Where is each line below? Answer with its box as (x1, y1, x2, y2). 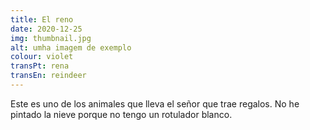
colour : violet (10, 52, 74, 62)
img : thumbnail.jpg (10, 33, 92, 43)
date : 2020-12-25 (10, 24, 83, 34)
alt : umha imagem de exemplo (10, 42, 132, 53)
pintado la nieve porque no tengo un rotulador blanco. (10, 108, 233, 120)
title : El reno (10, 14, 74, 25)
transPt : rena (10, 61, 70, 71)
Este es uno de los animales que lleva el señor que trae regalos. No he (10, 97, 300, 110)
